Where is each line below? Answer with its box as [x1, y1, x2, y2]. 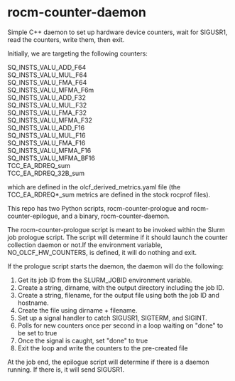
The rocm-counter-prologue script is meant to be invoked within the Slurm [7, 225, 225, 234]
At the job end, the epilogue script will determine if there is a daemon [7, 357, 209, 366]
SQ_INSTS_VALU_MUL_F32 [7, 100, 87, 109]
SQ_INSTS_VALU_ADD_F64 [7, 63, 87, 71]
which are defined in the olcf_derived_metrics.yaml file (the [7, 182, 181, 191]
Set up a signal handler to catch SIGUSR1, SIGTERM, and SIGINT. [17, 313, 207, 322]
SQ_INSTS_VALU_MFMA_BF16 [7, 154, 96, 162]
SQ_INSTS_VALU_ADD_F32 [7, 93, 87, 102]
